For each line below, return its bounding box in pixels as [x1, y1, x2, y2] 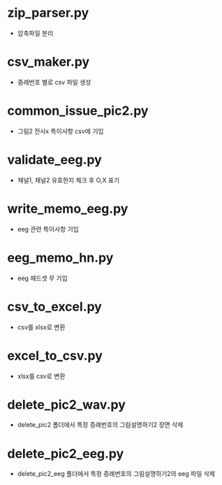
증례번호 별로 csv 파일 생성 [17, 78, 91, 86]
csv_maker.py [7, 54, 90, 70]
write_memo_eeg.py [7, 201, 128, 216]
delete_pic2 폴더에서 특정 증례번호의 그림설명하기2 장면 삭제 [17, 421, 184, 429]
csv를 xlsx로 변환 [17, 323, 66, 331]
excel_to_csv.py [7, 348, 103, 363]
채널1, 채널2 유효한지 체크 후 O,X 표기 [17, 176, 120, 184]
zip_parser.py [7, 5, 89, 21]
